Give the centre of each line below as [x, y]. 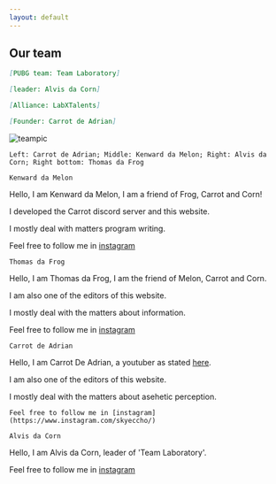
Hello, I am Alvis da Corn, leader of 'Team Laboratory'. [108, 452]
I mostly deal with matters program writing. [88, 228]
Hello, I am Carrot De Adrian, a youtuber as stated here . [111, 362]
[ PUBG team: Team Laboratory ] [65, 73]
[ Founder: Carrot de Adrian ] [63, 122]
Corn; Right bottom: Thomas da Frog [77, 162]
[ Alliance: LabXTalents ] [55, 106]
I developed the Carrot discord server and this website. [110, 211]
